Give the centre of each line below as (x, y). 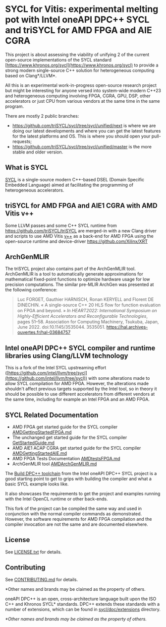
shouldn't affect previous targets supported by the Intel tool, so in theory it (81, 389)
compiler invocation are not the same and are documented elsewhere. (77, 524)
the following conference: (31, 290)
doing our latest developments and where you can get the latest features (86, 131)
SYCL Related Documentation (52, 415)
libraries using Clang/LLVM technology (67, 356)
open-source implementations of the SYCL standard (58, 60)
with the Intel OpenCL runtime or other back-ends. (56, 499)
